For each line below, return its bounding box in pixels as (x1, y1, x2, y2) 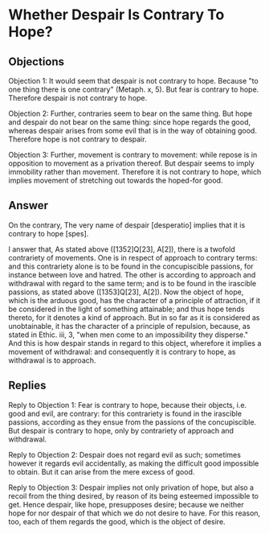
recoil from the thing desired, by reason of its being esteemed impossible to (8, 491, 259, 500)
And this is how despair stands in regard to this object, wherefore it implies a (8, 338, 262, 347)
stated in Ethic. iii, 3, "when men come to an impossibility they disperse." (8, 330, 249, 339)
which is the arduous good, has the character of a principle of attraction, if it (8, 295, 261, 305)
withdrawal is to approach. (8, 355, 96, 365)
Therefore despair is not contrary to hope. (8, 93, 148, 102)
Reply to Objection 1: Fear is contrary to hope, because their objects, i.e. (8, 400, 247, 409)
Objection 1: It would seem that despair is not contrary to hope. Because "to (8, 76, 259, 85)
